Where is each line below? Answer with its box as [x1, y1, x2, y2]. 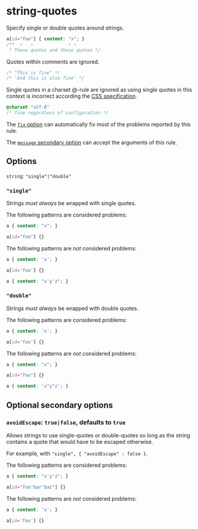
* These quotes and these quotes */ [8, 47, 101, 53]
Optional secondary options [6, 400, 113, 410]
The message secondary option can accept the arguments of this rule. [6, 139, 178, 146]
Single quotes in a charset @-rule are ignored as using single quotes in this [6, 86, 193, 93]
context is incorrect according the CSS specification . [6, 92, 137, 100]
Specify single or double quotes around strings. [6, 24, 125, 31]
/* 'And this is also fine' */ [6, 75, 85, 81]
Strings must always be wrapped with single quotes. [6, 200, 137, 207]
